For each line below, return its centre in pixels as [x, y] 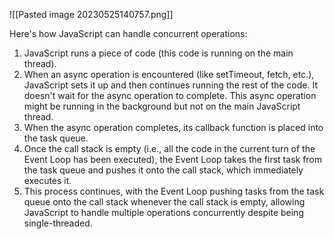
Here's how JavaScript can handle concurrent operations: [128, 33]
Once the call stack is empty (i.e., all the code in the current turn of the [169, 148]
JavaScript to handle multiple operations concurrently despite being [163, 212]
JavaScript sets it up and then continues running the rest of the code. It [170, 85]
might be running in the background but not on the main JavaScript [162, 106]
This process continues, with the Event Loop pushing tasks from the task [174, 191]
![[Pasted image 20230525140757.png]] [91, 14]
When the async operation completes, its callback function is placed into [173, 127]
